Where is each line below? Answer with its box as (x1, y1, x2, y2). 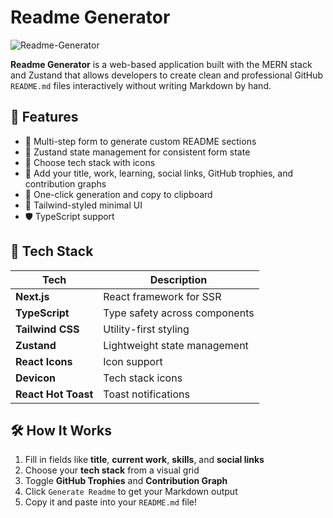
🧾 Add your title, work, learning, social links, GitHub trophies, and (24, 167, 294, 179)
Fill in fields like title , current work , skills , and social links (24, 454, 265, 466)
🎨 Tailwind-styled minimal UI (24, 199, 143, 211)
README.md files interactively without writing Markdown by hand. (10, 79, 272, 91)
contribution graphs (24, 177, 107, 190)
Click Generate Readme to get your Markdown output (24, 486, 238, 498)
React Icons (15, 354, 73, 368)
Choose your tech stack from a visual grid (24, 464, 200, 476)
